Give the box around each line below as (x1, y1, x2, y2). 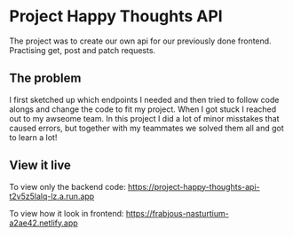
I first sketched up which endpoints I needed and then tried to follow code (9, 94, 280, 105)
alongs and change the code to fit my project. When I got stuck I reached (9, 104, 277, 115)
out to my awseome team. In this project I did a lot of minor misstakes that (9, 113, 280, 123)
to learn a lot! (9, 131, 58, 143)
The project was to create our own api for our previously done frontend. (9, 36, 273, 46)
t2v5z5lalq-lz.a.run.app (9, 191, 95, 201)
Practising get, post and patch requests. (9, 44, 156, 55)
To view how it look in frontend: (9, 208, 124, 218)
